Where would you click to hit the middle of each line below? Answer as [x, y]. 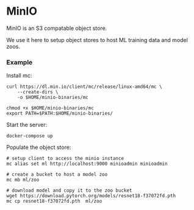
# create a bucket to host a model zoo [57, 175]
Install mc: [19, 76]
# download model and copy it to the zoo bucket [69, 190]
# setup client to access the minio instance [65, 159]
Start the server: [27, 125]
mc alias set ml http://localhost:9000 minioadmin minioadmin [87, 164]
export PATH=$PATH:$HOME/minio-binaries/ [60, 114]
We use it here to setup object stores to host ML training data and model [97, 40]
